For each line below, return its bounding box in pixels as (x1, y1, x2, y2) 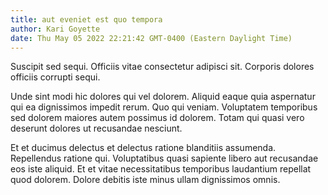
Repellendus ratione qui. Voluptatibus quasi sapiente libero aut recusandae (10, 152, 319, 165)
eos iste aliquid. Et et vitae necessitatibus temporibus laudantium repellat (10, 163, 312, 175)
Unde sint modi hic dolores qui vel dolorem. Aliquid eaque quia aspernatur (10, 91, 316, 103)
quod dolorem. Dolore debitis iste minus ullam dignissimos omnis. (10, 174, 281, 186)
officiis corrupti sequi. (10, 71, 101, 83)
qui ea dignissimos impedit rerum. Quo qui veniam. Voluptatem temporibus (10, 101, 318, 113)
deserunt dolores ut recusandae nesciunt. (10, 122, 183, 135)
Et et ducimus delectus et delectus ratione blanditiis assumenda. (10, 142, 277, 154)
